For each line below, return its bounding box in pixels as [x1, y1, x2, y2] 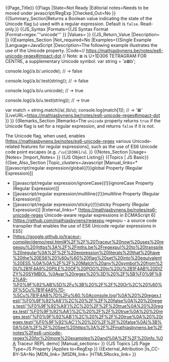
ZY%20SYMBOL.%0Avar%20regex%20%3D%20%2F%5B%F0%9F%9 [12, 271, 162, 277]
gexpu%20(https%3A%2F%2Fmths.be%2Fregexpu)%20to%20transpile [12, 244, 163, 250]
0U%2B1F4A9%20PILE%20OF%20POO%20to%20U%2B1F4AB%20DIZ [12, 266, 163, 271]
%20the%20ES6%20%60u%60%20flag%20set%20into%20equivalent [12, 255, 162, 261]
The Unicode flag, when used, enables [5, 133, 86, 138]
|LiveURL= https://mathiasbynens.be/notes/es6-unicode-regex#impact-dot [5, 112, 160, 118]
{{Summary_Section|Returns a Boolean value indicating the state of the [5, 16, 152, 21]
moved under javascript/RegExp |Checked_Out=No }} [5, 10, 116, 16]
